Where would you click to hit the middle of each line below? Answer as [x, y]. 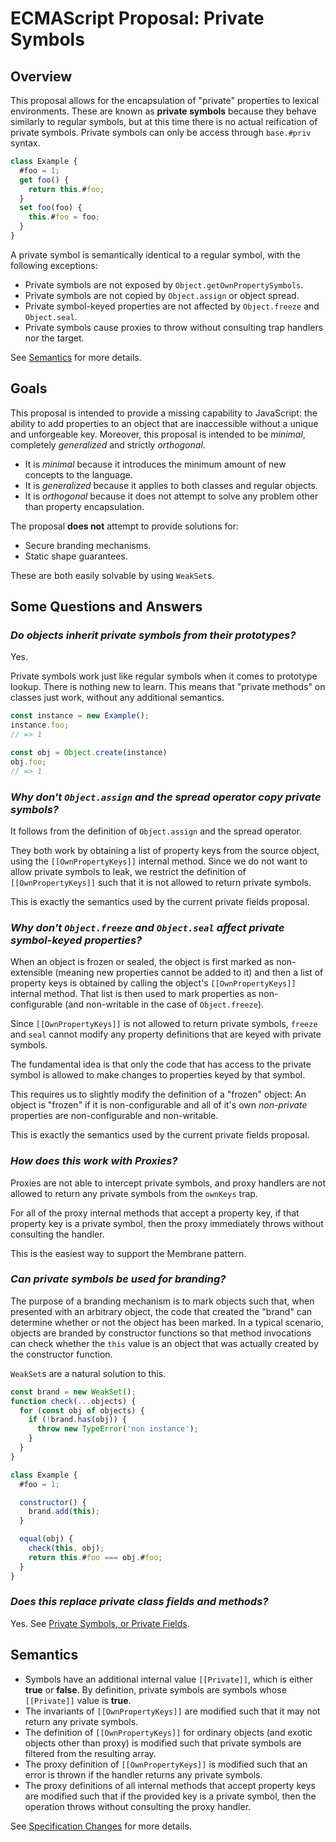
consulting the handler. [57, 1234]
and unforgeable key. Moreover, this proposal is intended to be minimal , [158, 434]
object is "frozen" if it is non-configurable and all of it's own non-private [159, 1105]
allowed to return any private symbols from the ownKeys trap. [134, 1193]
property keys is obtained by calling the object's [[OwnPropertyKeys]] [153, 983]
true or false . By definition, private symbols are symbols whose [155, 1689]
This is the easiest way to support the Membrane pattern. [128, 1253]
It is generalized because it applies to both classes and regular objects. [171, 485]
